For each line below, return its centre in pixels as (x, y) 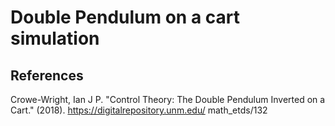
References (47, 75)
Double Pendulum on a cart (125, 17)
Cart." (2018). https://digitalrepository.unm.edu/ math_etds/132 (139, 110)
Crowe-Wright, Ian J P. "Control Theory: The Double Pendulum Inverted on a (168, 99)
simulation (55, 38)
